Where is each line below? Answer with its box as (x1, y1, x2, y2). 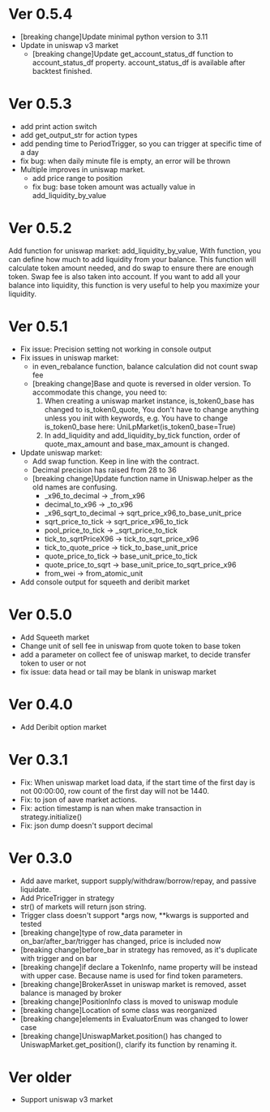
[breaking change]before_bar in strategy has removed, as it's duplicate (19, 945, 258, 955)
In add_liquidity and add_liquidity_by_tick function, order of (44, 430, 241, 440)
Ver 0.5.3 (8, 95, 72, 114)
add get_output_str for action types (19, 130, 138, 140)
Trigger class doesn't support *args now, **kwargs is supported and (19, 910, 249, 920)
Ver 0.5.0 (8, 606, 73, 623)
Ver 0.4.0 (8, 695, 73, 713)
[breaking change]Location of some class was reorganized (19, 1005, 217, 1015)
